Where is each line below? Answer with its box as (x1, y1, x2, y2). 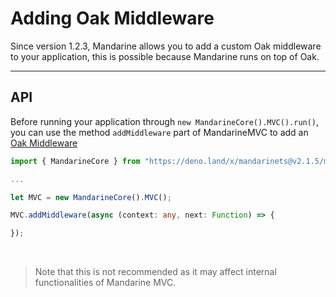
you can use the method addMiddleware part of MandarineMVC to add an (10, 126, 309, 138)
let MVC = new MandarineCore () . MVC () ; (10, 192, 172, 202)
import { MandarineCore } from (10, 156, 141, 166)
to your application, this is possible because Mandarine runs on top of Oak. (10, 50, 320, 62)
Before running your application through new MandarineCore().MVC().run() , (10, 115, 320, 127)
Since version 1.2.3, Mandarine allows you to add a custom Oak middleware (10, 40, 322, 52)
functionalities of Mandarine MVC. (34, 277, 177, 289)
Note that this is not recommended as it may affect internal (34, 266, 277, 278)
